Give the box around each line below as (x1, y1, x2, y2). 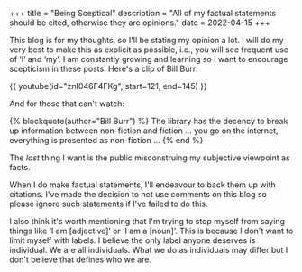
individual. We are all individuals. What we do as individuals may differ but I (9, 245, 288, 255)
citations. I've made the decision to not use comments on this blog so (9, 189, 268, 199)
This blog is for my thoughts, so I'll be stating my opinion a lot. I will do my (9, 35, 284, 45)
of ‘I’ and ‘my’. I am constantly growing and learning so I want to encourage (9, 54, 288, 64)
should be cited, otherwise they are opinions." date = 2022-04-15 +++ (9, 17, 270, 28)
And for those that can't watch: (9, 98, 124, 109)
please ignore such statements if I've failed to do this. (9, 198, 209, 209)
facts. (9, 162, 31, 172)
